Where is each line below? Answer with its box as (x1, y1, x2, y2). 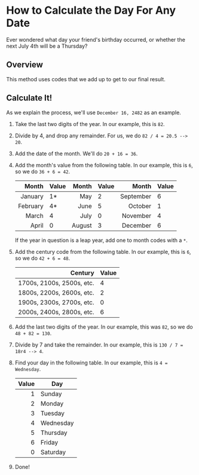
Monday (40, 399, 64, 407)
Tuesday (40, 409, 65, 417)
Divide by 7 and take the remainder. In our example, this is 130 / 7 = (14, 341, 183, 348)
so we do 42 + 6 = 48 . (14, 255, 71, 262)
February (17, 201, 44, 210)
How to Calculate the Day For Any (6, 4, 176, 17)
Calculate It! (6, 93, 53, 103)
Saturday (40, 448, 66, 456)
